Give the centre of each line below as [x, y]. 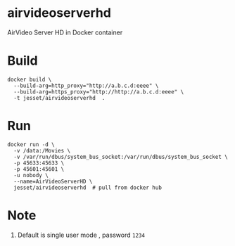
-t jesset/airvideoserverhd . [59, 98]
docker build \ [30, 79]
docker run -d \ [31, 144]
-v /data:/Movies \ [42, 150]
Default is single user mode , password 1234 [81, 235]
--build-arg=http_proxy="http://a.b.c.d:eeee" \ [86, 86]
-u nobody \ [31, 175]
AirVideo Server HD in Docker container [65, 32]
